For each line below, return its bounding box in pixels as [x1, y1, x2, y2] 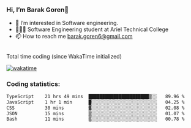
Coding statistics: [6, 79, 61, 88]
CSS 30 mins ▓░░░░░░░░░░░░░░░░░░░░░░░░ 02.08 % [6, 105, 185, 111]
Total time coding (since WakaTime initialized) [6, 52, 122, 60]
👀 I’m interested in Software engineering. [15, 20, 118, 27]
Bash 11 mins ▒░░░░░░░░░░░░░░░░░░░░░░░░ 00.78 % [6, 116, 185, 123]
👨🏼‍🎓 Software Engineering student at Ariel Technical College [15, 26, 169, 33]
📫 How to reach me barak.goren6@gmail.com [15, 33, 133, 40]
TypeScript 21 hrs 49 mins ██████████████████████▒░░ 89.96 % [6, 93, 185, 99]
